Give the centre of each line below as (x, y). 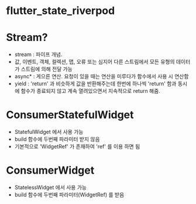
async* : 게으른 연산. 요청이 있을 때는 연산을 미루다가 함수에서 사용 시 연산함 (102, 77)
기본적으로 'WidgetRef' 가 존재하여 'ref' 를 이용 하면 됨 (77, 147)
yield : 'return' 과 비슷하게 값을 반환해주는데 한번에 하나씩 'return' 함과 (95, 84)
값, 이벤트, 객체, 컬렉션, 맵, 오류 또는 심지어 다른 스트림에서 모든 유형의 (94, 62)
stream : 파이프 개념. (38, 54)
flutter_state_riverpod (61, 11)
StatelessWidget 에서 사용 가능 (50, 187)
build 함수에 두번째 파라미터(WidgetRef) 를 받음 (69, 195)
